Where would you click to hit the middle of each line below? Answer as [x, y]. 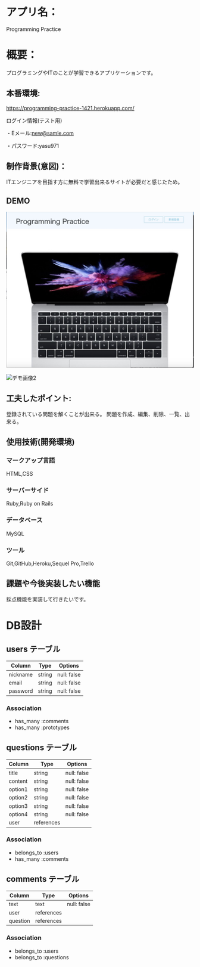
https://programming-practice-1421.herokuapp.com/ [71, 108]
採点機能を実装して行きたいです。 [48, 599]
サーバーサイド [28, 491]
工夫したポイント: [39, 399]
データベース [24, 520]
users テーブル [33, 650]
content [18, 781]
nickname [21, 674]
